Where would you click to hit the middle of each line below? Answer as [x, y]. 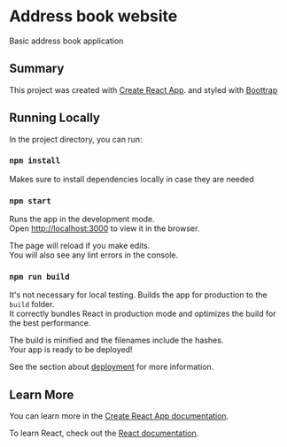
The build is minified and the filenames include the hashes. [116, 340]
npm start [30, 200]
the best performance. [50, 323]
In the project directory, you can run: [76, 139]
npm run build [39, 277]
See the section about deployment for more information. [112, 367]
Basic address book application [66, 41]
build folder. [32, 304]
